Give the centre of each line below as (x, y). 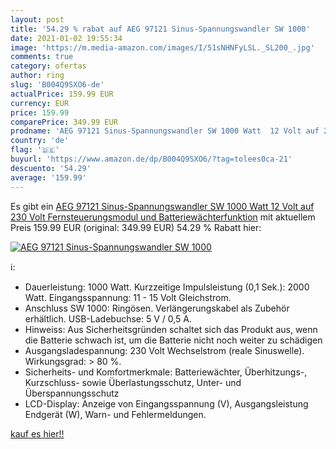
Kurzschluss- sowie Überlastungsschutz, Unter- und (133, 382)
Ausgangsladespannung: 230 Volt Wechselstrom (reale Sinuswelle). (164, 350)
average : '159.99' (48, 177)
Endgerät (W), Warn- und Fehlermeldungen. (115, 414)
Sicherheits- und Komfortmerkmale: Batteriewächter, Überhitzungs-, (166, 372)
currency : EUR (40, 103)
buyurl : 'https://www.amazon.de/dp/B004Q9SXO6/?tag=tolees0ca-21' (151, 159)
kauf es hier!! (37, 433)
